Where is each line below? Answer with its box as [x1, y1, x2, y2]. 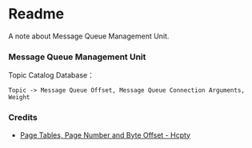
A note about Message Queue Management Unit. [8, 31, 170, 41]
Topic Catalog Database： [8, 70, 94, 80]
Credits [8, 112, 38, 123]
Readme [8, 5, 65, 23]
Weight [8, 94, 30, 102]
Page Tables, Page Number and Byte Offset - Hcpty [19, 130, 190, 140]
